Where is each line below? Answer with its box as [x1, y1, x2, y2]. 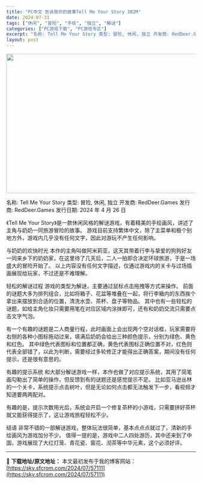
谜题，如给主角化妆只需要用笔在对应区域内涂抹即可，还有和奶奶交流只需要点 [6, 305, 196, 312]
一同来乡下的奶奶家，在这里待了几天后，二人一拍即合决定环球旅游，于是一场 [6, 254, 196, 262]
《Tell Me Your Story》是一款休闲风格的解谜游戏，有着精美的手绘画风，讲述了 [6, 219, 194, 226]
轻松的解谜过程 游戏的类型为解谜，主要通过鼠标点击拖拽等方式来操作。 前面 [6, 283, 194, 289]
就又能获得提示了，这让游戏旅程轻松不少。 [6, 411, 112, 418]
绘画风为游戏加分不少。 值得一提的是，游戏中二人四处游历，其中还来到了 [6, 432, 187, 439]
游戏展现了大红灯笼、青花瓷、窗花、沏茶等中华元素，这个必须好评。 [16, 439, 185, 446]
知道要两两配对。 [6, 391, 49, 398]
